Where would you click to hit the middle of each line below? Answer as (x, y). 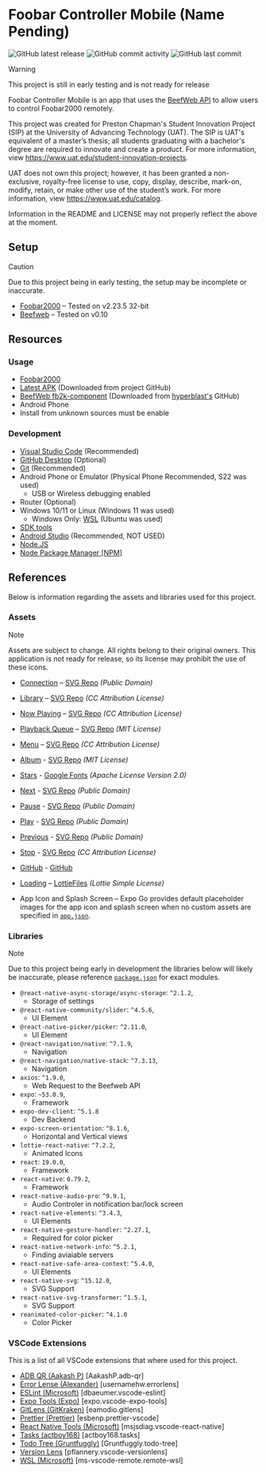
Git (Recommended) (52, 468)
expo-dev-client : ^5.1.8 (59, 1111)
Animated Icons (57, 1154)
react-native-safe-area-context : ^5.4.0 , (87, 1263)
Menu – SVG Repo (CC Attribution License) (90, 744)
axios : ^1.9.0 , (42, 1077)
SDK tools (36, 527)
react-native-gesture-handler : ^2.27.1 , (85, 1230)
